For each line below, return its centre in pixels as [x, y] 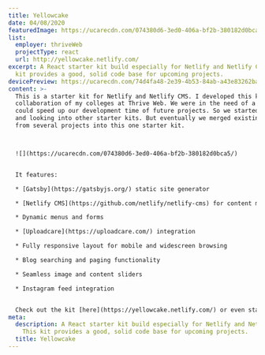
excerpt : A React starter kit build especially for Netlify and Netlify [130, 67]
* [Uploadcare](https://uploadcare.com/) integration [105, 232]
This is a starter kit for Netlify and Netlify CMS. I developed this [134, 96]
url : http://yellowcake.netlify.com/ [77, 60]
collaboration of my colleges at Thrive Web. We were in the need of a [136, 103]
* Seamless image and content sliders [79, 274]
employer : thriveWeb [49, 45]
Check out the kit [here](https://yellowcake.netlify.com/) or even [130, 310]
